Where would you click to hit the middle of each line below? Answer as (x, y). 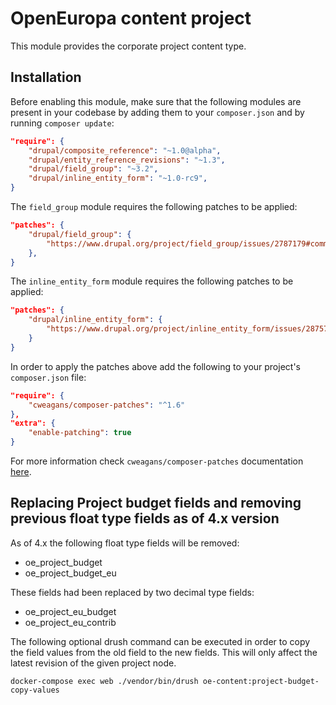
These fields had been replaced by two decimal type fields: (132, 592)
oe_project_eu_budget (70, 611)
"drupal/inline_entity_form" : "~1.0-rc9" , (118, 178)
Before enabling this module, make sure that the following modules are (156, 101)
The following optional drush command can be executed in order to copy (160, 641)
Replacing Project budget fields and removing (156, 503)
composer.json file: (48, 377)
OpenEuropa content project (131, 18)
